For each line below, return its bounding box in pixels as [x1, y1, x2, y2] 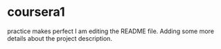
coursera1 [7, 4, 66, 20]
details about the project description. [7, 34, 113, 42]
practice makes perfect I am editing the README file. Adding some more [7, 27, 215, 35]
